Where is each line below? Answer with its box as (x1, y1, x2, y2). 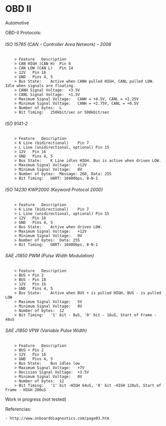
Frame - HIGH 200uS (5, 387, 46, 392)
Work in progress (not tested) (5, 396, 67, 402)
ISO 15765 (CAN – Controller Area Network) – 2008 (5, 41, 112, 47)
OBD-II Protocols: (5, 29, 42, 35)
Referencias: (5, 406, 32, 412)
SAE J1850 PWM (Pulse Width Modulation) (5, 253, 94, 259)
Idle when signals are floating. (5, 83, 76, 88)
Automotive (5, 20, 29, 26)
